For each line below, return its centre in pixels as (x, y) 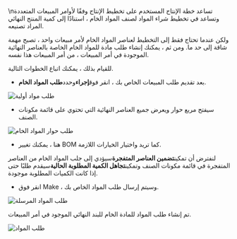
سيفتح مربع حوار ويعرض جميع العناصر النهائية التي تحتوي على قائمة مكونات (116, 109)
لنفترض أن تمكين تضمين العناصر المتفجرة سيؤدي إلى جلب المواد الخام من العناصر (112, 158)
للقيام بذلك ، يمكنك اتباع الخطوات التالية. (61, 68)
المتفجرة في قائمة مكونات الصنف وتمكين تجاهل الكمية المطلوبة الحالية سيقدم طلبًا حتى (119, 165)
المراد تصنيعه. (26, 26)
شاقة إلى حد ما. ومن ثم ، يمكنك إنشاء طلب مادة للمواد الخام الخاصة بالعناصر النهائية (118, 47)
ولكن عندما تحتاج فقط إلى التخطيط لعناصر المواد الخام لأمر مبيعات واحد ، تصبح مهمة (119, 40)
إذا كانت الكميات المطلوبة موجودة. (53, 173)
